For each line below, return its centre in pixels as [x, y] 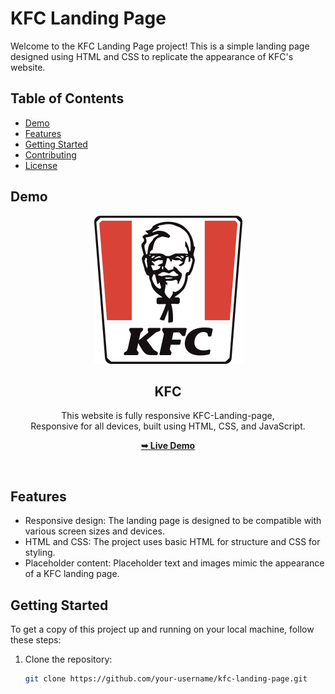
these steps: [36, 640]
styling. [40, 553]
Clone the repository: [68, 659]
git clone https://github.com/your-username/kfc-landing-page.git [166, 679]
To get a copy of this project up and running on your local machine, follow [162, 629]
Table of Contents [67, 98]
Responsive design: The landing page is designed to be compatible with [173, 521]
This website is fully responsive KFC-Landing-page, [168, 416]
